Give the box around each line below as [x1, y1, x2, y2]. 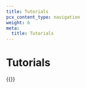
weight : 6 [6, 19, 31, 25]
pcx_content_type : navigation [6, 14, 81, 20]
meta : [6, 25, 19, 31]
